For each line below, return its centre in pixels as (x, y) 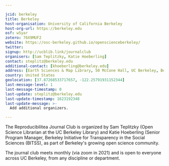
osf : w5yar (17, 33)
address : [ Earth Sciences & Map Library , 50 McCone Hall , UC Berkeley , (82, 71)
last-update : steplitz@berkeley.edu (44, 94)
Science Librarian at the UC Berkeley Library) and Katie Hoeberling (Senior (82, 132)
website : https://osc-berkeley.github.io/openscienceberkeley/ (73, 43)
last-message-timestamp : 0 (33, 89)
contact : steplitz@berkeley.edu (39, 61)
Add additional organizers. (39, 108)
